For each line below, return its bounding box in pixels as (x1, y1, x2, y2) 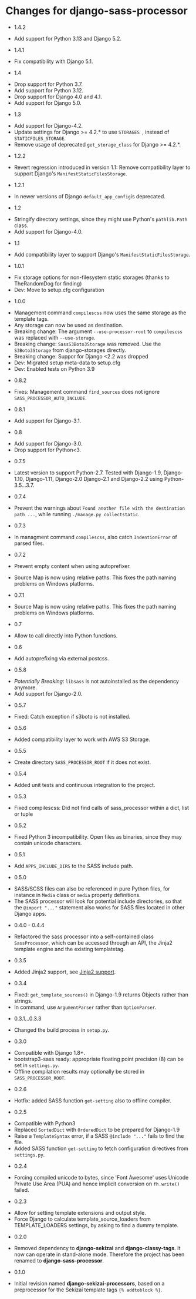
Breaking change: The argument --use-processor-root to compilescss (13, 328, 183, 335)
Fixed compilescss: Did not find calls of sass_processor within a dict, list (13, 804, 189, 811)
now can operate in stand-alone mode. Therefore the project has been (13, 1251, 185, 1258)
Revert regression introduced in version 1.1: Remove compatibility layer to (13, 164, 191, 171)
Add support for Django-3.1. (13, 417, 82, 424)
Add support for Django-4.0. (13, 228, 83, 235)
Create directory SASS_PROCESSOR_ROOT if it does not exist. (13, 758, 151, 766)
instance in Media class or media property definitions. (13, 891, 141, 898)
